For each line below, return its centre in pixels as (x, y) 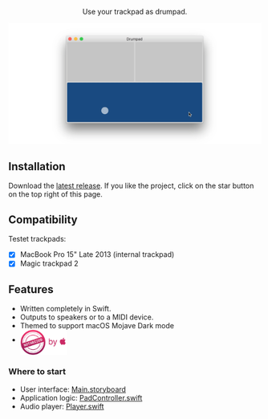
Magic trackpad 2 (49, 263)
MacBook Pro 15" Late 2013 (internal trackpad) (97, 254)
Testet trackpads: (37, 239)
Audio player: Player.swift (62, 406)
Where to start (37, 372)
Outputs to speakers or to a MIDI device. (87, 317)
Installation (37, 167)
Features (31, 289)
